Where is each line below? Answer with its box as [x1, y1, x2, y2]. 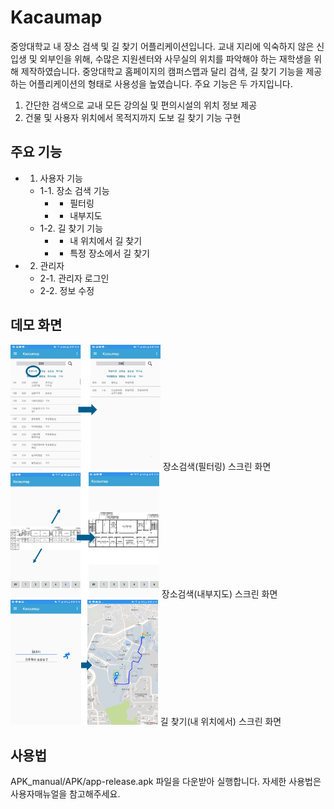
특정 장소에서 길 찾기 [69, 247, 150, 259]
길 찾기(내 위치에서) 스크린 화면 [159, 715, 282, 727]
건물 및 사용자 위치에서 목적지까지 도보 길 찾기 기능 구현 [24, 111, 242, 123]
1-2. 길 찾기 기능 [39, 222, 104, 234]
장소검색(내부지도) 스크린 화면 [161, 587, 278, 600]
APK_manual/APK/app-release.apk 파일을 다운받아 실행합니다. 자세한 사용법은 [10, 776, 322, 788]
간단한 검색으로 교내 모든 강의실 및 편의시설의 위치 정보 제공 [24, 99, 258, 111]
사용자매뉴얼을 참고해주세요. [10, 788, 121, 800]
